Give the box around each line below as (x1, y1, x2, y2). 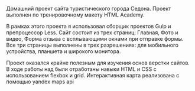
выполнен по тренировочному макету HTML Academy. (6, 11, 145, 18)
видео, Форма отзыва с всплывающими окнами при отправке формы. (6, 35, 184, 42)
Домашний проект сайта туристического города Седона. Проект (6, 5, 171, 12)
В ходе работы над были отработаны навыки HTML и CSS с (6, 66, 157, 73)
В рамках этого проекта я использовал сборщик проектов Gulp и (6, 23, 171, 30)
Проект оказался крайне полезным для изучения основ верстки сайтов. (6, 59, 190, 66)
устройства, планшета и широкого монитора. (6, 48, 121, 55)
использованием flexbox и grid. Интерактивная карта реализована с (6, 72, 180, 79)
